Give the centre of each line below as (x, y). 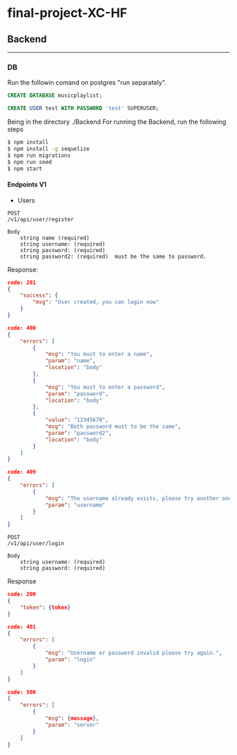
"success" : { (39, 296)
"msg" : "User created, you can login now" (96, 302)
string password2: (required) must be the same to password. (113, 256)
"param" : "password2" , (78, 433)
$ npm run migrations (39, 155)
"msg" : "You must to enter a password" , (105, 387)
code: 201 (22, 283)
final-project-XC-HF (67, 13)
